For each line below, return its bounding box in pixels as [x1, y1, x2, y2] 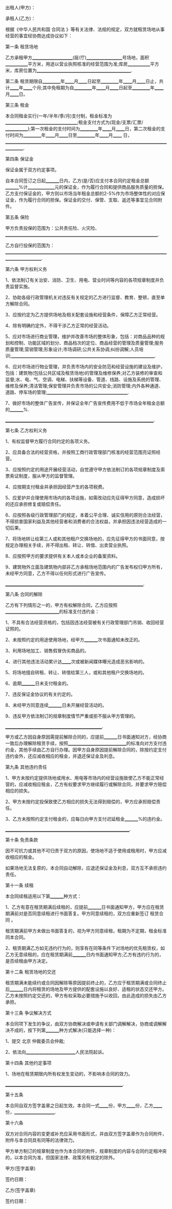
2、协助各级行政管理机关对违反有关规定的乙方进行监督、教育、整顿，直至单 [5, 294, 165, 300]
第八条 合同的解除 [5, 591, 42, 597]
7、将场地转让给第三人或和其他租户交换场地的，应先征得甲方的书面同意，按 [5, 536, 165, 542]
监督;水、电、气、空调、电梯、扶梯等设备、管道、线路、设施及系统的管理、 [5, 376, 164, 382]
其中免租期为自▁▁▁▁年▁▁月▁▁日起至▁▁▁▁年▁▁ [42, 85, 164, 91]
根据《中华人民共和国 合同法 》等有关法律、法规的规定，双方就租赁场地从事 [5, 26, 165, 32]
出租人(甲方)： [5, 5, 36, 10]
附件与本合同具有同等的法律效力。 [5, 1137, 77, 1143]
